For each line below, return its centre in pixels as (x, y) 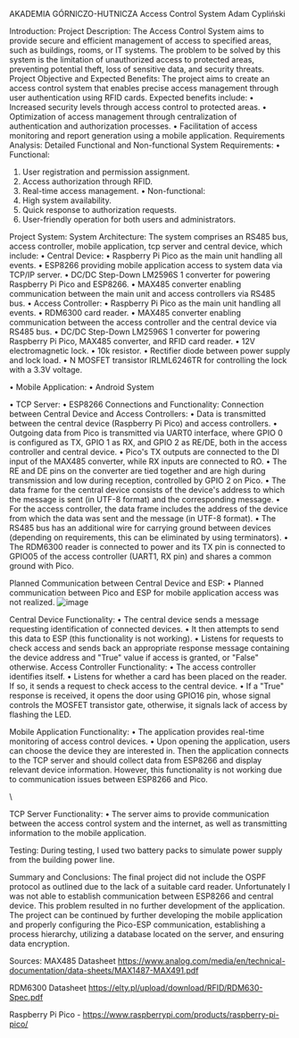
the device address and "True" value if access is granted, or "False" (134, 658)
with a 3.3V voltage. (46, 370)
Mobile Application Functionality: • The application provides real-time (137, 732)
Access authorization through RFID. (87, 181)
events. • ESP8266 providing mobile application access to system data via (146, 265)
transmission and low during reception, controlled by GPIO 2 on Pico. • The (148, 480)
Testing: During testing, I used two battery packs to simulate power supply (146, 850)
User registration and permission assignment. (106, 172)
